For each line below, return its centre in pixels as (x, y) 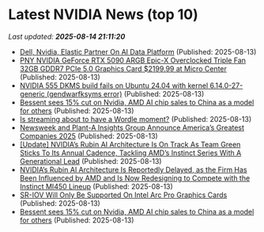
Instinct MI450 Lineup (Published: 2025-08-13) (96, 186)
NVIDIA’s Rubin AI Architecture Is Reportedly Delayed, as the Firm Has (133, 169)
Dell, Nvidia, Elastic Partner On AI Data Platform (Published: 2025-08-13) (138, 51)
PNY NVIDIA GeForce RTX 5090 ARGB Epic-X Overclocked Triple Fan (133, 60)
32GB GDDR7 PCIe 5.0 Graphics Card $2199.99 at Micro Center (123, 68)
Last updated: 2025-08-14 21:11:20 (67, 36)
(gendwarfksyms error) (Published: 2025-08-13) (125, 93)
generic (32, 93)
